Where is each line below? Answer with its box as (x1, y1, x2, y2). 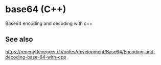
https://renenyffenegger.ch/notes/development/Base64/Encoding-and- (5, 48, 156, 54)
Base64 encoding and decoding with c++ (5, 20, 93, 26)
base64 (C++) (5, 4, 66, 15)
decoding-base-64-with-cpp (5, 54, 66, 60)
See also (5, 35, 33, 44)
